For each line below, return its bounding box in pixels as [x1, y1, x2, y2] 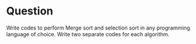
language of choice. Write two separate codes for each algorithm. [6, 30, 170, 37]
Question [6, 4, 53, 18]
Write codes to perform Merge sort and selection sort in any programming [6, 24, 191, 31]
